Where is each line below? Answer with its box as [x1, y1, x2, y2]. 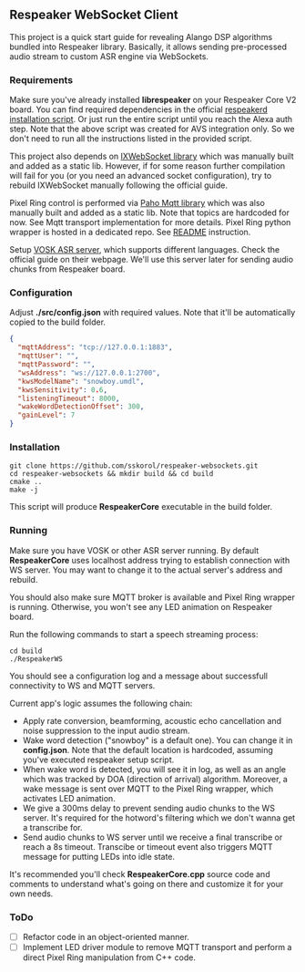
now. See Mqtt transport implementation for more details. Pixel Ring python [9, 217, 291, 228]
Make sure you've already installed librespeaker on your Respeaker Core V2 [9, 95, 297, 106]
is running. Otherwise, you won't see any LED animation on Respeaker [9, 601, 273, 612]
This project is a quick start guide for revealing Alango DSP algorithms [9, 31, 273, 42]
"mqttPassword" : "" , [17, 360, 96, 369]
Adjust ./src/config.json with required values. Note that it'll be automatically [9, 307, 296, 318]
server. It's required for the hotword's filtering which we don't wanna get [22, 812, 296, 823]
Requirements [9, 73, 74, 86]
